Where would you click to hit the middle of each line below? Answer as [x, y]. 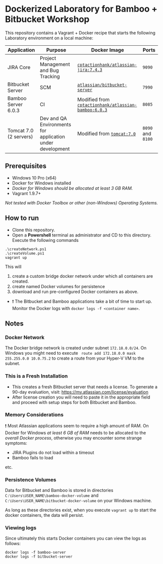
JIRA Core [19, 67]
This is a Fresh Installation [36, 376]
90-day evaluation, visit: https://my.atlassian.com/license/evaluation [80, 392]
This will [13, 267]
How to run [22, 218]
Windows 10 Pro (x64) [34, 178]
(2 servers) [20, 136]
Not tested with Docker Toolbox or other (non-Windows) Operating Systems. [81, 202]
